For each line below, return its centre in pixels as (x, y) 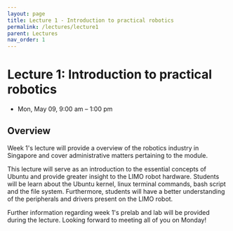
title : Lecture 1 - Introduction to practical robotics (91, 20)
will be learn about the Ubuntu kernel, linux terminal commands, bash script (116, 184)
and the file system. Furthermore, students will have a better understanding (116, 191)
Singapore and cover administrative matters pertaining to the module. (108, 155)
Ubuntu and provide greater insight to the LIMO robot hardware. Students (113, 176)
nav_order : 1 (26, 40)
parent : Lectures (33, 33)
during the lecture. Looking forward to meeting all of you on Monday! (107, 220)
